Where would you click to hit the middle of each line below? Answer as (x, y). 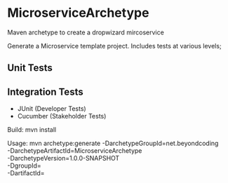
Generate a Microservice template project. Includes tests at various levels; (115, 46)
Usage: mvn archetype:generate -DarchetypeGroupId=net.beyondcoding (113, 143)
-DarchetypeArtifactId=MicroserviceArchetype (75, 151)
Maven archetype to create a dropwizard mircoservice (86, 32)
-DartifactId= (26, 173)
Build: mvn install (32, 130)
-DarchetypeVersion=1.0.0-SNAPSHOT (63, 158)
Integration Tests (45, 91)
